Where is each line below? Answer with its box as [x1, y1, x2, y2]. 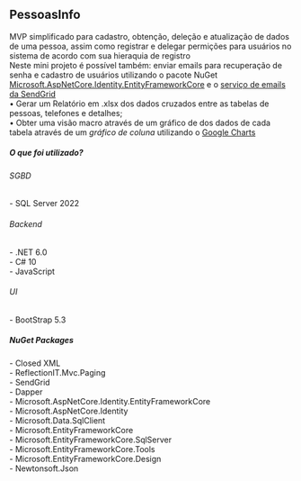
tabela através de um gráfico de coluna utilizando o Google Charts [9, 126, 256, 138]
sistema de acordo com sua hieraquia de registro [9, 50, 191, 61]
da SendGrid [9, 88, 57, 99]
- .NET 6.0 [9, 247, 48, 258]
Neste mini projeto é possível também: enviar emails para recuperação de [9, 59, 283, 70]
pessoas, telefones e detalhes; [9, 107, 123, 118]
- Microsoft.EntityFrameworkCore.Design [9, 453, 162, 464]
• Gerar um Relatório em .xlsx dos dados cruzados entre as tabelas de [9, 98, 270, 109]
